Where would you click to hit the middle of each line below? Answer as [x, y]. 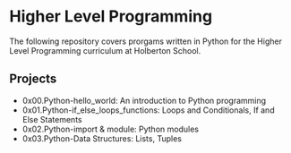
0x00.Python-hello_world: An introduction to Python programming [144, 100]
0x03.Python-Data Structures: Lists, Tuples [102, 138]
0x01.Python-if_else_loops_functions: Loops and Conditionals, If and [148, 110]
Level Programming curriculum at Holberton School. [105, 50]
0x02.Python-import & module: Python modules [111, 129]
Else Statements [52, 119]
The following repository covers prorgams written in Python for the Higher [145, 41]
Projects [33, 79]
